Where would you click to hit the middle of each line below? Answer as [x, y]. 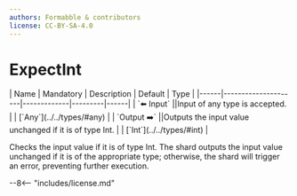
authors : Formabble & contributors [75, 17]
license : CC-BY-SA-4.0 [51, 26]
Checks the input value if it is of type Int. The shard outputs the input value [146, 147]
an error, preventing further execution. [79, 166]
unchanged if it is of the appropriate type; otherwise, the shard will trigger [144, 157]
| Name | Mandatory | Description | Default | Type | [102, 94]
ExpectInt [45, 70]
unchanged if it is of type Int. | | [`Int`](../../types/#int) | [109, 130]
